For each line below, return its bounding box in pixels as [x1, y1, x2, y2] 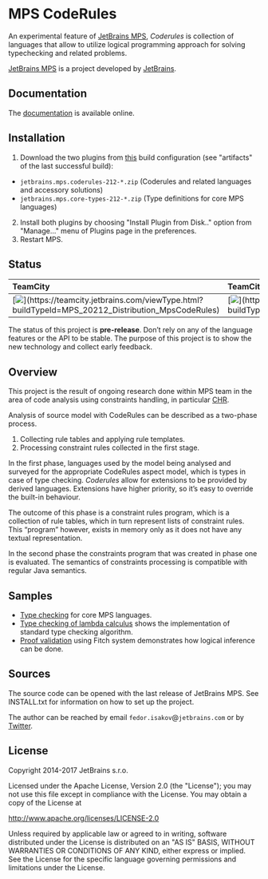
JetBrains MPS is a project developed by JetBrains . [8, 63, 177, 73]
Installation [8, 131, 65, 145]
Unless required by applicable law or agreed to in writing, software [8, 829, 227, 838]
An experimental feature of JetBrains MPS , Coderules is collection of [8, 31, 235, 41]
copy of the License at [8, 797, 82, 807]
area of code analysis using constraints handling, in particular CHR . [8, 395, 230, 404]
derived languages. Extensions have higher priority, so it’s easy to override [8, 484, 254, 494]
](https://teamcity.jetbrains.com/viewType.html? [23, 295, 203, 306]
